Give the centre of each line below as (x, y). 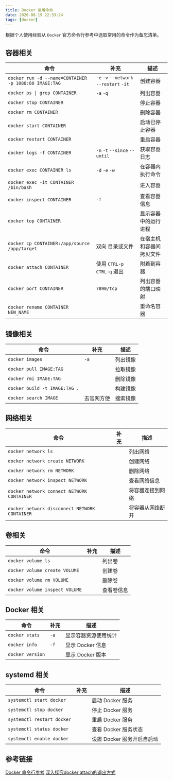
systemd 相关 (27, 675)
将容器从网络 (144, 508)
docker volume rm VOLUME (38, 580)
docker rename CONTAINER (38, 307)
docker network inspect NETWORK (48, 480)
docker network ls (30, 451)
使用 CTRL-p (110, 264)
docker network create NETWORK (46, 461)
